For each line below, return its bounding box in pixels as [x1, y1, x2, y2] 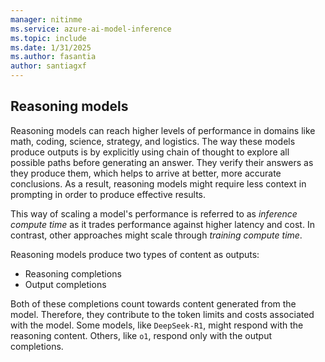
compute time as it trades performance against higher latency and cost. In [10, 218, 315, 230]
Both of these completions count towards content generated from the [10, 297, 297, 310]
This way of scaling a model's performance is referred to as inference [10, 207, 298, 220]
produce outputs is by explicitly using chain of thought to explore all [10, 146, 290, 158]
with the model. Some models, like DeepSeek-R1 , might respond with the [10, 319, 304, 331]
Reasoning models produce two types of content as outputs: [10, 248, 260, 260]
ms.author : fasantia [10, 52, 97, 62]
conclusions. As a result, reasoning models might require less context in [10, 177, 307, 190]
